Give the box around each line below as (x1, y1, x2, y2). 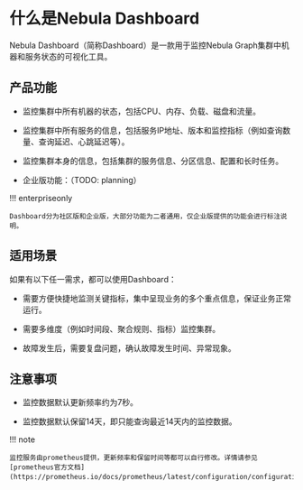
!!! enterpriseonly (9, 192, 73, 203)
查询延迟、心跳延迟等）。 (38, 136, 130, 147)
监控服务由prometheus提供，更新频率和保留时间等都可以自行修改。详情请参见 (9, 453, 259, 463)
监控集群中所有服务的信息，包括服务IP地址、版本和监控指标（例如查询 (22, 125, 283, 135)
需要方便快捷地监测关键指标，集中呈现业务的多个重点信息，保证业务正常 (22, 292, 291, 303)
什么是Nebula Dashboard (9, 8, 200, 29)
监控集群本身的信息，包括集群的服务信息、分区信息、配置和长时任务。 (22, 155, 284, 166)
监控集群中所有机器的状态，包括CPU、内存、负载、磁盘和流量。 (22, 106, 262, 116)
